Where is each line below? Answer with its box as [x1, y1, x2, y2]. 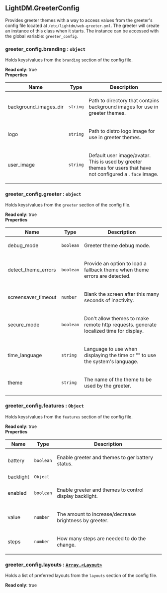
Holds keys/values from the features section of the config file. [5, 413, 133, 419]
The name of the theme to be [84, 376, 152, 383]
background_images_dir [7, 103, 64, 110]
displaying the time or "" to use [84, 352, 157, 359]
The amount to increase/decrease [57, 511, 136, 518]
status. [57, 460, 73, 467]
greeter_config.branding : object [5, 45, 85, 52]
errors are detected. [84, 273, 131, 280]
